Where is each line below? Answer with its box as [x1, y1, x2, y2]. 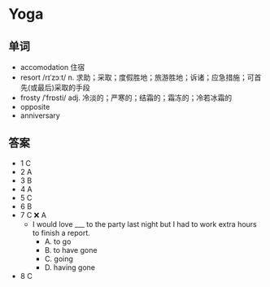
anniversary [20, 111, 61, 120]
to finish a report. [32, 228, 91, 237]
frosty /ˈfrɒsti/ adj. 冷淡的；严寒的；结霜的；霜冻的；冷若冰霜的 [20, 93, 233, 102]
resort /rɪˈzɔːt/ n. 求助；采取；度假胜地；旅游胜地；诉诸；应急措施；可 [20, 72, 255, 82]
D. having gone [44, 262, 96, 272]
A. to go [44, 237, 72, 246]
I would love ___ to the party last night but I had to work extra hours [32, 219, 258, 228]
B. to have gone [44, 245, 98, 254]
